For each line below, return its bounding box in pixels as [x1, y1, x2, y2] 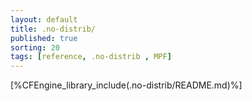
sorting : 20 [10, 42, 60, 53]
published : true [10, 33, 78, 43]
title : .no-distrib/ [10, 24, 97, 34]
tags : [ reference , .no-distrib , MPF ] [10, 52, 172, 62]
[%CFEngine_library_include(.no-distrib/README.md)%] [10, 79, 243, 91]
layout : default [10, 14, 78, 25]
